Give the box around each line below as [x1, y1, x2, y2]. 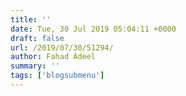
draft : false [10, 33, 65, 43]
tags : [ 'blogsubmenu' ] [10, 71, 105, 81]
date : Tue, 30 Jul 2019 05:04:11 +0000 [10, 24, 177, 34]
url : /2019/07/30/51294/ [10, 42, 114, 53]
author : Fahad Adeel [10, 52, 97, 62]
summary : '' [10, 61, 60, 71]
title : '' [10, 14, 52, 25]
